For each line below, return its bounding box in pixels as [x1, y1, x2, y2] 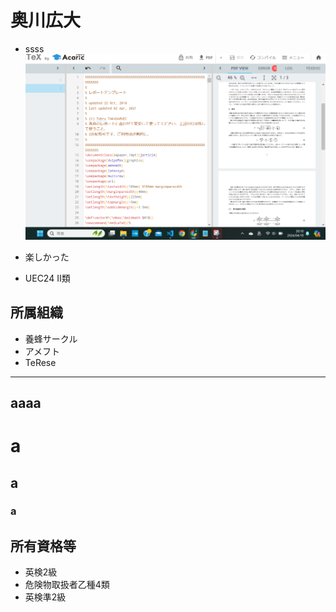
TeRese [24, 356, 57, 368]
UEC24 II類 [24, 272, 71, 284]
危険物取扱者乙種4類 [24, 579, 110, 591]
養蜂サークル [24, 332, 78, 345]
